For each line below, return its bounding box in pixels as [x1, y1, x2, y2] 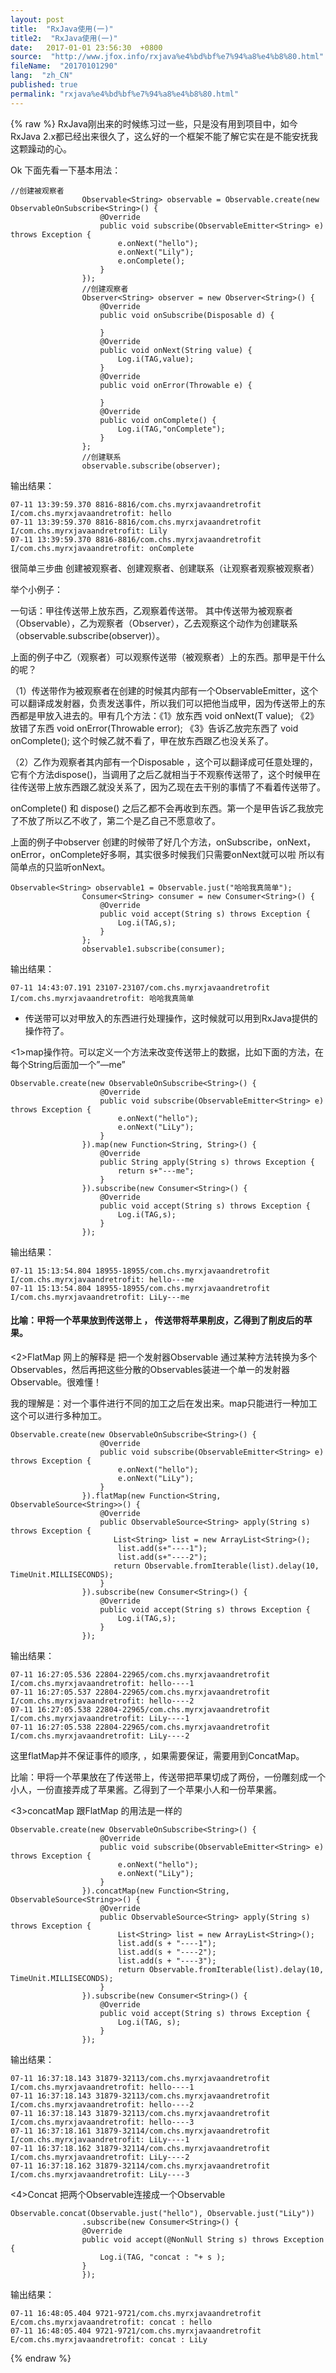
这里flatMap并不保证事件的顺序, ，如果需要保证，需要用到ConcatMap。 [10, 1749, 305, 1761]
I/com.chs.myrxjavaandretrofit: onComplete [10, 543, 195, 553]
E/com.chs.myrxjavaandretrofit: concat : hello [10, 2317, 213, 2327]
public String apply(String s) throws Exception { [99, 1157, 315, 1167]
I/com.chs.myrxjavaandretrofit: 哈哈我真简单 [10, 993, 195, 1003]
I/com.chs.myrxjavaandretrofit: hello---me [10, 1274, 195, 1285]
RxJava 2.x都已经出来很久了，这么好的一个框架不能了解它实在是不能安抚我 [10, 130, 319, 142]
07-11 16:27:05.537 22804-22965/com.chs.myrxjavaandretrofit [10, 1687, 271, 1697]
